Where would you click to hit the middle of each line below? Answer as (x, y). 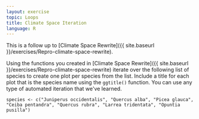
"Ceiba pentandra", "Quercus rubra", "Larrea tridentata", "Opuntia (93, 105)
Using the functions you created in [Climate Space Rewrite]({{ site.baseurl (97, 63)
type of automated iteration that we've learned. (64, 89)
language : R (21, 28)
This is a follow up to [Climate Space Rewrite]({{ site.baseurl (80, 45)
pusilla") (19, 110)
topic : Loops (22, 17)
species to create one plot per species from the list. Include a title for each (98, 76)
